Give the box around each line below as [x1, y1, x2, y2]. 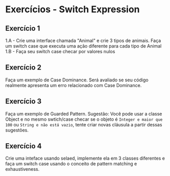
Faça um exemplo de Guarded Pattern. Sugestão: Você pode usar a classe [5, 111, 162, 117]
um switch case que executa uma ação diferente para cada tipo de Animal [5, 43, 162, 49]
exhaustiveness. [5, 166, 40, 172]
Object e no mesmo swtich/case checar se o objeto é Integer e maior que [5, 116, 163, 122]
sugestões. [5, 127, 29, 133]
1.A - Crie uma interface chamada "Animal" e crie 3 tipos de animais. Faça [5, 37, 161, 43]
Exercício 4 [5, 142, 42, 150]
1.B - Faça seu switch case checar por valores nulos [5, 49, 115, 54]
